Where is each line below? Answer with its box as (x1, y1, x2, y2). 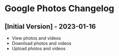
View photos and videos (11, 35, 61, 41)
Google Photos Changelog (4, 3, 115, 14)
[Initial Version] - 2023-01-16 (4, 22, 96, 31)
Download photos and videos (11, 40, 72, 46)
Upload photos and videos (11, 46, 66, 51)
